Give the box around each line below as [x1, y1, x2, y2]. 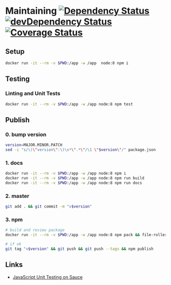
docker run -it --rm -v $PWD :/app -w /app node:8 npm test [5, 101, 133, 107]
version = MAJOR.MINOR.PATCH [5, 143, 63, 148]
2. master [5, 192, 30, 199]
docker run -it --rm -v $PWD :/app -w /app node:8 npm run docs [5, 180, 142, 186]
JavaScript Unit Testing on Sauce [12, 274, 83, 280]
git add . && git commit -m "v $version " [5, 204, 93, 209]
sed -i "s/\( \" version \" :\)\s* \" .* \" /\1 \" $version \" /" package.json [5, 147, 156, 152]
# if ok [5, 242, 22, 247]
